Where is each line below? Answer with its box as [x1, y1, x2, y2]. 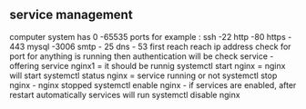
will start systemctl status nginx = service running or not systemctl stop [9, 70, 278, 81]
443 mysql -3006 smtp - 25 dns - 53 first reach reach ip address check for [9, 41, 291, 52]
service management [9, 7, 134, 23]
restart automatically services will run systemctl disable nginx [9, 89, 240, 100]
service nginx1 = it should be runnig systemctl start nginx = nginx [40, 60, 286, 71]
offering [9, 60, 39, 71]
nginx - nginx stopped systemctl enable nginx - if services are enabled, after [9, 79, 297, 90]
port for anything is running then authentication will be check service [9, 50, 269, 62]
